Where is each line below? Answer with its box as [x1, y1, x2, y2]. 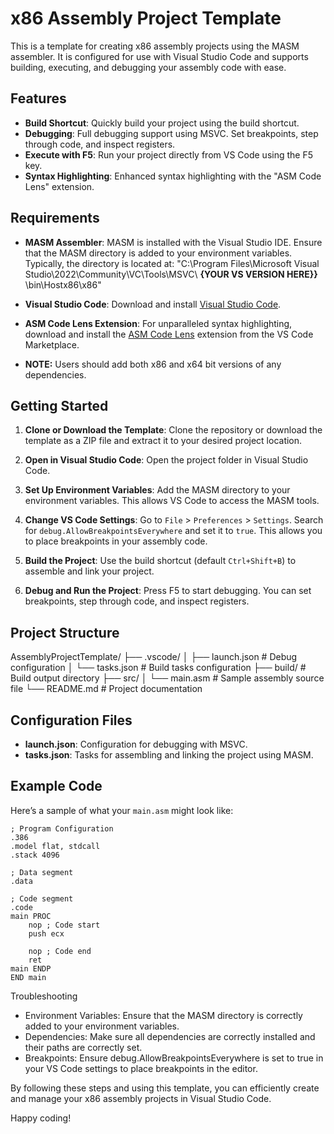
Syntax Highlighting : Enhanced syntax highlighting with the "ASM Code [24, 170, 322, 182]
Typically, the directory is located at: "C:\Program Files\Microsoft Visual [24, 257, 320, 269]
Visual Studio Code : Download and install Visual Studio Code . [24, 298, 282, 310]
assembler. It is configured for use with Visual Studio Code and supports [10, 50, 309, 62]
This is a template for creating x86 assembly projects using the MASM [10, 40, 300, 52]
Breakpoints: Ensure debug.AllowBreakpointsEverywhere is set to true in [24, 1052, 324, 1064]
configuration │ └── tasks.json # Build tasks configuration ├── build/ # [10, 662, 307, 674]
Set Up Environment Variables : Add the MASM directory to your [24, 484, 291, 496]
